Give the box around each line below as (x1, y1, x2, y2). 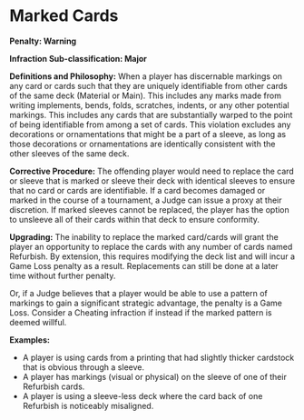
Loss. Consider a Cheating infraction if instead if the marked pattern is (9, 306, 272, 318)
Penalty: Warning (9, 35, 77, 46)
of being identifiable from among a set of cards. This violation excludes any (9, 119, 291, 130)
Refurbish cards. (22, 381, 85, 392)
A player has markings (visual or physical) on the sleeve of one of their (22, 371, 288, 382)
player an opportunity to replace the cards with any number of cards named (9, 241, 293, 252)
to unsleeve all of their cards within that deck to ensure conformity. (9, 214, 260, 225)
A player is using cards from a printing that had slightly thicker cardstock (22, 352, 295, 363)
